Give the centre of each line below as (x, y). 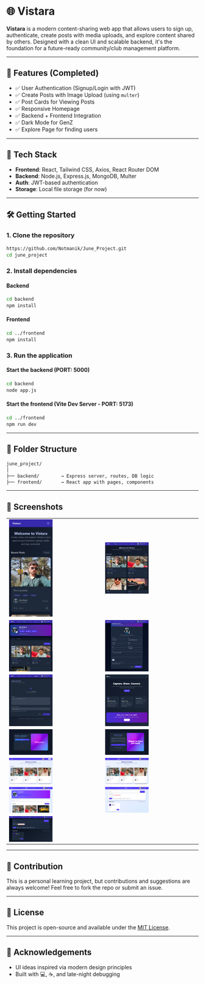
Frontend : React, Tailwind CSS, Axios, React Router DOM (87, 169)
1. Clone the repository (41, 235)
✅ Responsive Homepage (48, 108)
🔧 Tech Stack (32, 155)
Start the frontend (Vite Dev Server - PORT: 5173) (70, 404)
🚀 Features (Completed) (52, 73)
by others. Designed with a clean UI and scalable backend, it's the (89, 42)
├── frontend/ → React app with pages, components (80, 482)
